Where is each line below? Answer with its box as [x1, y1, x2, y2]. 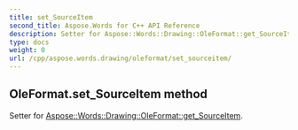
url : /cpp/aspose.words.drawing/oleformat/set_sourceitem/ [9, 54, 232, 63]
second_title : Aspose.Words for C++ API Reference [9, 21, 200, 30]
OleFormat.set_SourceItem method [9, 87, 208, 102]
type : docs [9, 37, 50, 47]
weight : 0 [9, 46, 46, 55]
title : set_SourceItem [9, 12, 93, 22]
